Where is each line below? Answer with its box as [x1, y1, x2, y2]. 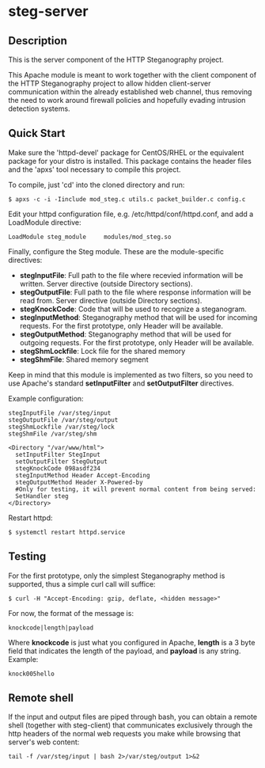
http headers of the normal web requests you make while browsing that [8, 729, 241, 739]
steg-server [8, 2, 89, 21]
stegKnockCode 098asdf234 [15, 464, 101, 473]
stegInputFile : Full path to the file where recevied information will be [19, 270, 244, 279]
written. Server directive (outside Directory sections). [19, 279, 193, 288]
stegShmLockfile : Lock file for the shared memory [19, 346, 186, 355]
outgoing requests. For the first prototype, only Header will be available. [19, 337, 255, 347]
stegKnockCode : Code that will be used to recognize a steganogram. [19, 304, 247, 314]
